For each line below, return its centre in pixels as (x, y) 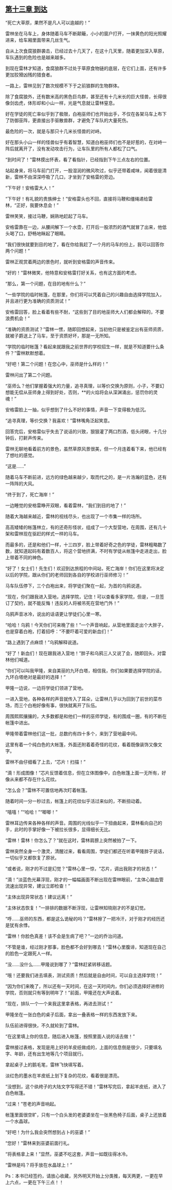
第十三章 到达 (26, 9)
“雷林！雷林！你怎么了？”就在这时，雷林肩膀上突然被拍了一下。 (72, 840)
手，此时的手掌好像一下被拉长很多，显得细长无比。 (59, 829)
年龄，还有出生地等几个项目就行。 (50, 1054)
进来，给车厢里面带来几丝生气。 (39, 40)
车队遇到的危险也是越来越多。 (37, 57)
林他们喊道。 (19, 659)
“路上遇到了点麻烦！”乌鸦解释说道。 (43, 642)
